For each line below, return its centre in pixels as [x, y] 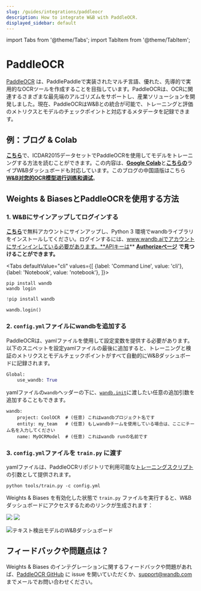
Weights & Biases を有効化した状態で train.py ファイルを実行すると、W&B [99, 497]
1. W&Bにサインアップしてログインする [62, 217]
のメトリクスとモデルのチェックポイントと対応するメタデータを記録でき [95, 112]
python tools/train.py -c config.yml [53, 486]
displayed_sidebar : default [41, 23]
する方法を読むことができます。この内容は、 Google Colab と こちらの [102, 163]
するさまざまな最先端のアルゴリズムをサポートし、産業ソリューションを [100, 97]
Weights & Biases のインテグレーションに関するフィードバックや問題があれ [99, 566]
